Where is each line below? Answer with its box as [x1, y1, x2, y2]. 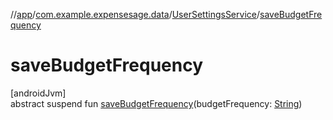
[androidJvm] [10, 87, 67, 99]
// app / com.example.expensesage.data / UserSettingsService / [10, 9, 260, 20]
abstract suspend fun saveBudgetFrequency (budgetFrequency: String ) [10, 97, 303, 109]
